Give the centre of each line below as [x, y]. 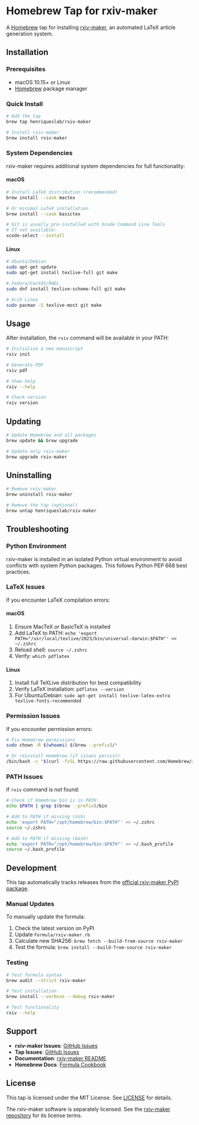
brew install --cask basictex [44, 214]
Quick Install [25, 104]
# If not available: [32, 230]
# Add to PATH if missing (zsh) [46, 817]
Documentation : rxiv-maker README [60, 1058]
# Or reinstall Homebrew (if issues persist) [63, 756]
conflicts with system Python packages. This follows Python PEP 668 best [97, 565]
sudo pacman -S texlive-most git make [54, 305]
